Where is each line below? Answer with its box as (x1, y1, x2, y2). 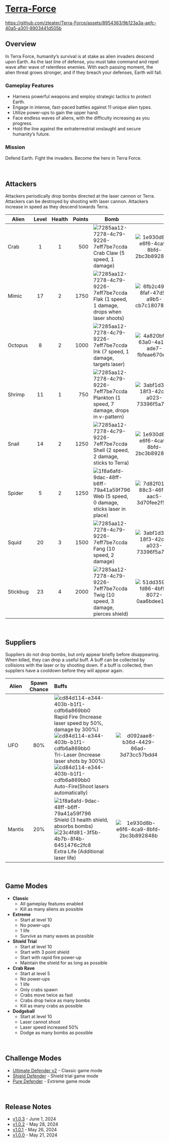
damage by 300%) (54, 726, 99, 733)
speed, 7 (93, 400, 114, 407)
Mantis (8, 826, 24, 833)
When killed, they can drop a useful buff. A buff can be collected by (5, 657, 145, 663)
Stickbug (8, 588, 29, 596)
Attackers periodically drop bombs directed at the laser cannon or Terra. (5, 193, 155, 199)
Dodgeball (12, 1008, 35, 1014)
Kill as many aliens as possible (20, 906, 83, 912)
